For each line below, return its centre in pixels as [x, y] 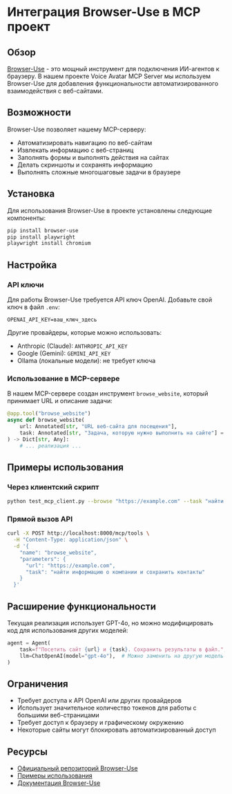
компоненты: [27, 218]
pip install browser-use [43, 230]
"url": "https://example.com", [70, 565]
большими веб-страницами [58, 715]
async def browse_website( [46, 420]
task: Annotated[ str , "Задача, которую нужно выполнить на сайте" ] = [122, 433]
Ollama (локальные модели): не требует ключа [86, 360]
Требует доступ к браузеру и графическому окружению [100, 723]
